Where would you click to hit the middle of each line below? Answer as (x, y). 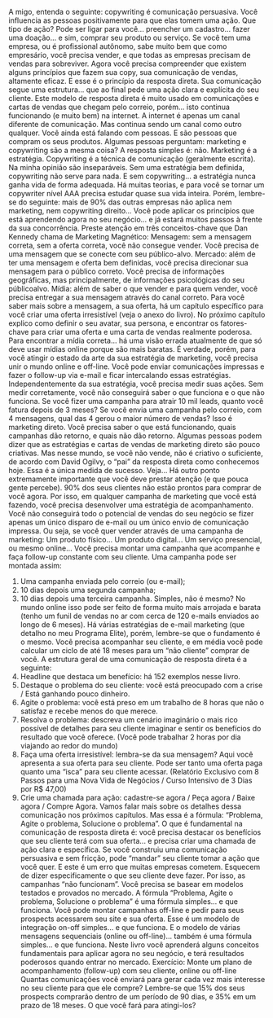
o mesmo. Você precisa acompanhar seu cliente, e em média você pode (141, 642)
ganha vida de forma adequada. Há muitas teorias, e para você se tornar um (136, 185)
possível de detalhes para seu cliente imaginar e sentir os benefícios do (141, 728)
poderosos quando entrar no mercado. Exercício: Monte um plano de (136, 962)
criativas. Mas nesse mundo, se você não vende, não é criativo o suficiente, (136, 453)
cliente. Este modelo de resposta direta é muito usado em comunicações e (134, 98)
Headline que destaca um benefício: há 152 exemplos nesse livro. (130, 676)
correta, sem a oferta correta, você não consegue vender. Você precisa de (134, 245)
